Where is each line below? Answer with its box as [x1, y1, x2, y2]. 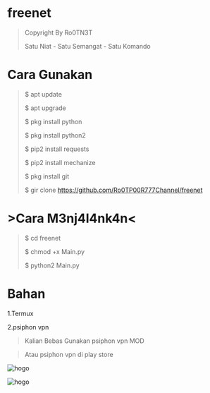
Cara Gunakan [7, 67, 93, 83]
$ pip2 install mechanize [24, 158, 96, 167]
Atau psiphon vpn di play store [24, 350, 114, 358]
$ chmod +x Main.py [24, 247, 85, 255]
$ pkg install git [24, 171, 70, 181]
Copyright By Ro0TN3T [24, 28, 93, 37]
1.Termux [7, 309, 34, 318]
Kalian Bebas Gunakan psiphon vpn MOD [24, 337, 144, 345]
